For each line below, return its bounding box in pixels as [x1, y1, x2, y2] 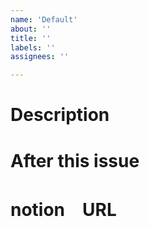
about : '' [10, 24, 52, 34]
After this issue [10, 149, 140, 172]
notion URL [10, 198, 117, 221]
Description [10, 104, 110, 126]
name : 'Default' [10, 14, 78, 25]
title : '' [10, 33, 52, 43]
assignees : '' [10, 52, 70, 62]
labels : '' [10, 42, 56, 53]
